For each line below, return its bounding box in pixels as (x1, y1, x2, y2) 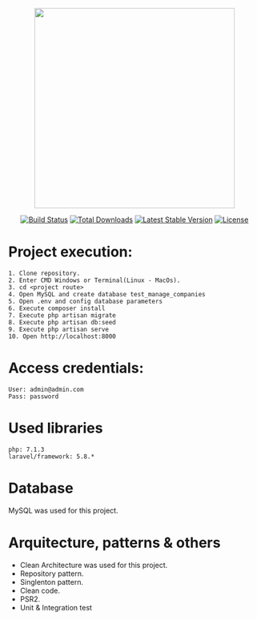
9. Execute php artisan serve (8, 325, 110, 333)
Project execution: (8, 243, 133, 261)
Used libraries (8, 419, 103, 437)
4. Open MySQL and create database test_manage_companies (8, 290, 206, 298)
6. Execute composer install (8, 304, 106, 312)
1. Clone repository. (8, 269, 81, 277)
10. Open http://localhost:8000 (8, 332, 116, 340)
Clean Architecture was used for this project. (19, 560, 168, 570)
